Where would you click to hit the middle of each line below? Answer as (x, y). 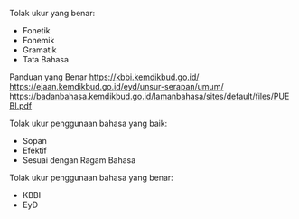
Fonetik (36, 30)
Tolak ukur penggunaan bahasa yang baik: (89, 123)
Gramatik (39, 50)
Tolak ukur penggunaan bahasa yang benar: (91, 177)
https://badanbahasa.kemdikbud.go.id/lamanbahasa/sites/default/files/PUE (149, 96)
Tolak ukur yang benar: (52, 13)
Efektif (34, 150)
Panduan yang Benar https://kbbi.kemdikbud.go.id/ (104, 77)
